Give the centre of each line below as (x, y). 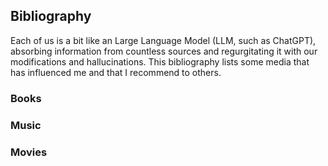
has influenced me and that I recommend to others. (116, 72)
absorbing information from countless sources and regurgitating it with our (164, 51)
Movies (29, 152)
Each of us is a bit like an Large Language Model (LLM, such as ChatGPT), (163, 40)
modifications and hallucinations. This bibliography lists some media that (160, 61)
